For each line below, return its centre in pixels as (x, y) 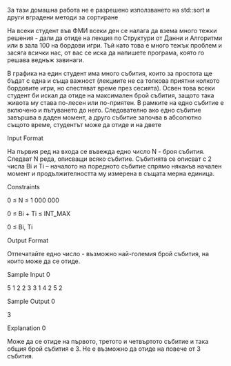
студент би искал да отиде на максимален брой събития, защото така (111, 95)
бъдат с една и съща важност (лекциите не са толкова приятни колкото (113, 81)
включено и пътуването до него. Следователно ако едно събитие (104, 110)
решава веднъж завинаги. (46, 60)
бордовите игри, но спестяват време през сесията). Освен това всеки (111, 88)
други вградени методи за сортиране (63, 17)
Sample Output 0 (31, 301)
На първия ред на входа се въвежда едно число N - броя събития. (106, 152)
